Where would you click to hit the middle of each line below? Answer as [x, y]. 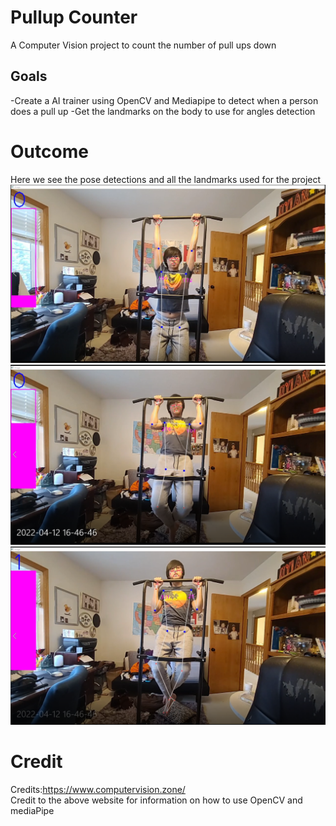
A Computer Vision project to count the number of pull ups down [143, 45]
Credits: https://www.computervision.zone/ [98, 789]
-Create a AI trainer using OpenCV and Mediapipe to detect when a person [164, 100]
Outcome [49, 151]
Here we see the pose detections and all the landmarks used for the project [166, 179]
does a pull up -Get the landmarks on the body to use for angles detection [163, 111]
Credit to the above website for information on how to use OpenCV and [156, 800]
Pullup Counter [74, 17]
